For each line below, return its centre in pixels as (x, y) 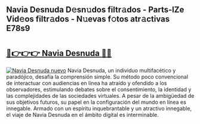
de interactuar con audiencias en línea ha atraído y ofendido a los (87, 83)
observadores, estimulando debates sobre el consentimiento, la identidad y (99, 89)
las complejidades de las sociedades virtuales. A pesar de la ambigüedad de (100, 96)
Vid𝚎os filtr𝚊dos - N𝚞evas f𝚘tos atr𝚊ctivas (88, 19)
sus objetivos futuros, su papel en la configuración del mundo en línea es (96, 102)
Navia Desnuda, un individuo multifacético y (122, 70)
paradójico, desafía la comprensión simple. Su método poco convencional (97, 77)
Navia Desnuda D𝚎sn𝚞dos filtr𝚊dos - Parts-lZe (95, 10)
